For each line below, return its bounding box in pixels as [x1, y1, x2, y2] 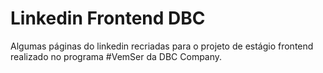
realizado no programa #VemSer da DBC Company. [10, 50, 223, 62]
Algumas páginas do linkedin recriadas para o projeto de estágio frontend [10, 40, 314, 52]
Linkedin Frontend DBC [10, 7, 206, 30]
